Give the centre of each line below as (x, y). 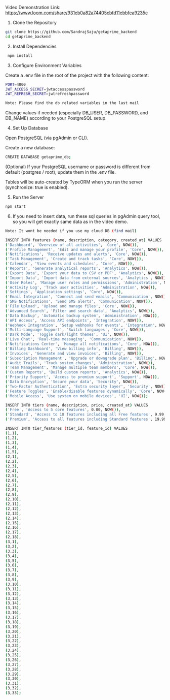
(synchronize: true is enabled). (37, 187)
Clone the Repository (35, 23)
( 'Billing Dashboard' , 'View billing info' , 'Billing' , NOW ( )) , (74, 348)
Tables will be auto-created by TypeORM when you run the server (74, 182)
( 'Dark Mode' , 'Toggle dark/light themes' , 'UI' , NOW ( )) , (68, 335)
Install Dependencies (34, 46)
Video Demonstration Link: (33, 7)
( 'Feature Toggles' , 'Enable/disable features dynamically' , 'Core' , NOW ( (86, 391)
